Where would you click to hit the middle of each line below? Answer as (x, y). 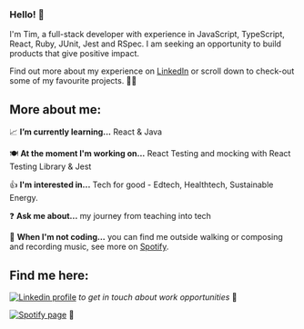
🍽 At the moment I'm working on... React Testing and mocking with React (150, 154)
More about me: (56, 110)
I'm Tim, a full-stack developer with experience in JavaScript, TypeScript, (147, 35)
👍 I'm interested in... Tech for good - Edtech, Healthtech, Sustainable (142, 184)
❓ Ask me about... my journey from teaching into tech (111, 216)
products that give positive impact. (74, 54)
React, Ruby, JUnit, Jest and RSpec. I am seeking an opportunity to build (146, 44)
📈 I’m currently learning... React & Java (86, 132)
